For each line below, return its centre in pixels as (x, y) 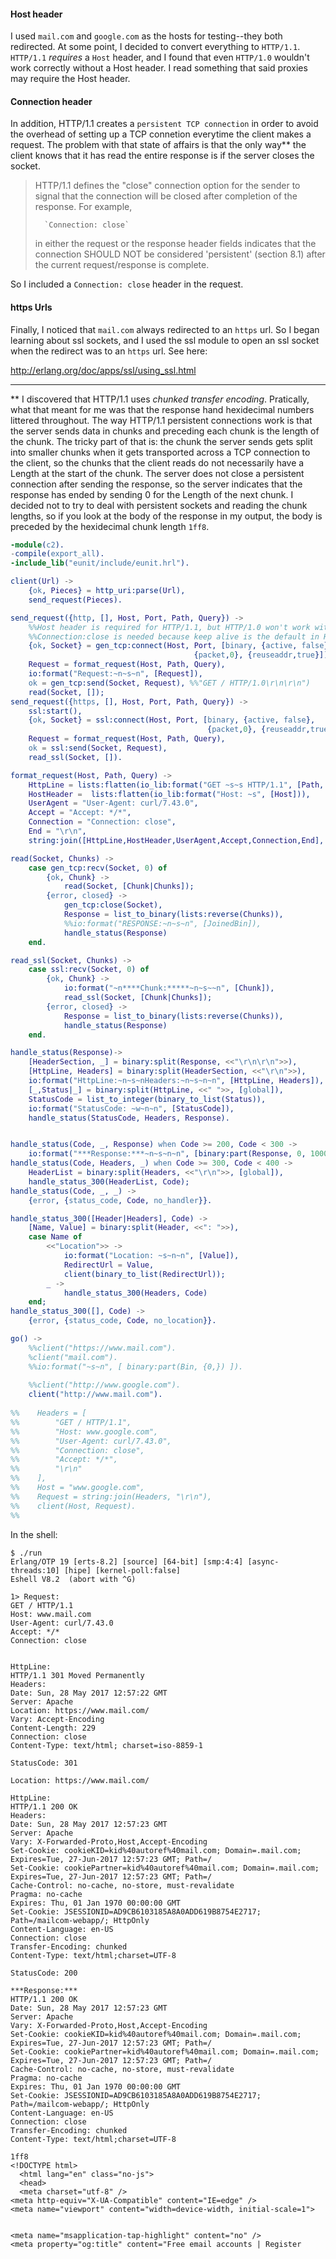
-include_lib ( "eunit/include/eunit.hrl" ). (100, 563)
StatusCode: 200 (44, 1973)
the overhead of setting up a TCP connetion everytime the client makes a (161, 134)
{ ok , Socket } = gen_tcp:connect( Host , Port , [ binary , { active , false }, (180, 646)
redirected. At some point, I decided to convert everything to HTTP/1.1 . (155, 47)
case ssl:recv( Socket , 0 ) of (89, 970)
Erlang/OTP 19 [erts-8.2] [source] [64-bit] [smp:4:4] (127, 1561)
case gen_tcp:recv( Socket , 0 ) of (98, 868)
